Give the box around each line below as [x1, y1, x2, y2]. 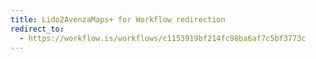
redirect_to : [10, 24, 65, 34]
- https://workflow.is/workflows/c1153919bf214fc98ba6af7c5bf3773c [19, 33, 307, 43]
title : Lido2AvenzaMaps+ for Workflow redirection [10, 14, 226, 25]
